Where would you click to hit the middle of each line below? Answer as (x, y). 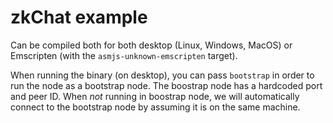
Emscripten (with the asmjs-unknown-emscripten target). (124, 55)
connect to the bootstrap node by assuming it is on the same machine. (155, 107)
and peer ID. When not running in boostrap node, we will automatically (155, 96)
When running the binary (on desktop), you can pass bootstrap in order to (162, 75)
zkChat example (79, 17)
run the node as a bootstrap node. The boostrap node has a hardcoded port (166, 85)
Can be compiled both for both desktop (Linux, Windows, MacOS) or (151, 45)
